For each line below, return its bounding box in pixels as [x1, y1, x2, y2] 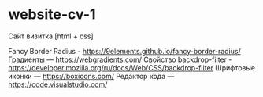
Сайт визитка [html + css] [8, 31, 94, 41]
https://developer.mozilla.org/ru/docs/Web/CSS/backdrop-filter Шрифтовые [8, 63, 256, 72]
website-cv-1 [8, 5, 96, 23]
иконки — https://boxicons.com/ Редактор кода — [8, 71, 175, 81]
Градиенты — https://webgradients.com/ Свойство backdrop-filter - [8, 55, 232, 64]
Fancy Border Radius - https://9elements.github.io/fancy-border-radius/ [8, 46, 242, 56]
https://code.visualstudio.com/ [8, 80, 108, 89]
